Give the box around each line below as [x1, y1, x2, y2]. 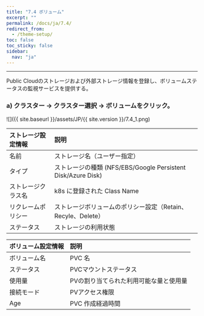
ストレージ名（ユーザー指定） [54, 152, 140, 160]
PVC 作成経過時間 [69, 299, 121, 308]
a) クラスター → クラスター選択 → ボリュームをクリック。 [6, 101, 174, 110]
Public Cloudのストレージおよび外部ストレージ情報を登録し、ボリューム [6, 77, 187, 84]
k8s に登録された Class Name [54, 186, 139, 195]
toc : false [6, 37, 34, 43]
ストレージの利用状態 [54, 223, 115, 231]
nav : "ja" [12, 54, 36, 60]
